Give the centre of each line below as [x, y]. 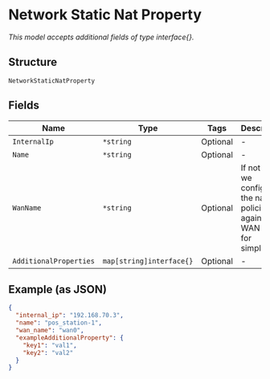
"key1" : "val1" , [50, 345]
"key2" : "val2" [48, 353]
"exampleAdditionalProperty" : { [70, 338]
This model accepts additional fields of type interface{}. [101, 37]
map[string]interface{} [148, 261]
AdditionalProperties [53, 261]
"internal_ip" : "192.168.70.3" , [70, 316]
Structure [33, 62]
